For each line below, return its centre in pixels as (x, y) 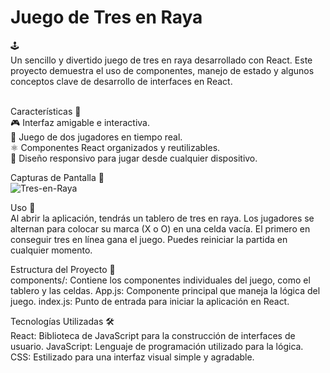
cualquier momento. (51, 250)
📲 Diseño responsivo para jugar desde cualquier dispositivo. (134, 158)
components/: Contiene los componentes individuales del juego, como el (160, 280)
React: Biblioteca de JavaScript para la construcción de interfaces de (153, 335)
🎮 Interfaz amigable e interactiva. (80, 122)
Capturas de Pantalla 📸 (57, 177)
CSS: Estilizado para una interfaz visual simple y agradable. (132, 357)
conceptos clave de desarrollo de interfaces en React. (121, 81)
